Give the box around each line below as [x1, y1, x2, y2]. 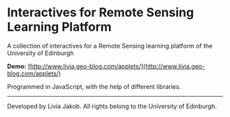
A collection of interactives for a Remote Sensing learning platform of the [7, 41, 213, 50]
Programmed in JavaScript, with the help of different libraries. [7, 82, 181, 90]
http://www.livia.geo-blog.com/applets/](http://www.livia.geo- [29, 62, 205, 70]
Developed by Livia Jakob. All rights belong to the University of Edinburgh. [7, 102, 217, 110]
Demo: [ [7, 62, 31, 70]
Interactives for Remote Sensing [7, 5, 194, 20]
